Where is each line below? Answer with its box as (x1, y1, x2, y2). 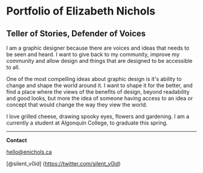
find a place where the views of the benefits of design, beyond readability (6, 88, 190, 95)
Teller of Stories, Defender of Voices (6, 28, 146, 39)
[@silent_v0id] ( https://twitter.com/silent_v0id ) (6, 160, 121, 167)
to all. (6, 64, 20, 71)
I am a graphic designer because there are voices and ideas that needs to (6, 44, 190, 51)
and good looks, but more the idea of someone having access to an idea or (6, 95, 193, 102)
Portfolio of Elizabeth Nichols (6, 4, 156, 18)
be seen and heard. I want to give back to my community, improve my (6, 51, 180, 58)
